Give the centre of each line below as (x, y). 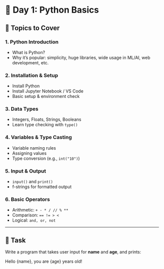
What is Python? (29, 52)
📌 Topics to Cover (32, 28)
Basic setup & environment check (46, 96)
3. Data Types (22, 109)
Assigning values (29, 153)
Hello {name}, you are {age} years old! (44, 261)
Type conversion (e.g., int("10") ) (46, 158)
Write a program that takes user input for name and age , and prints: (73, 252)
